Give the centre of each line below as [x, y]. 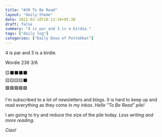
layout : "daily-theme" [29, 15]
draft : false [19, 24]
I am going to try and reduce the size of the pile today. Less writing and [79, 115]
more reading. [20, 120]
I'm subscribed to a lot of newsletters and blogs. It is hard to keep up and [81, 99]
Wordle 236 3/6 [21, 62]
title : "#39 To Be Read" [31, 10]
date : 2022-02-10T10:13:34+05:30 [40, 19]
